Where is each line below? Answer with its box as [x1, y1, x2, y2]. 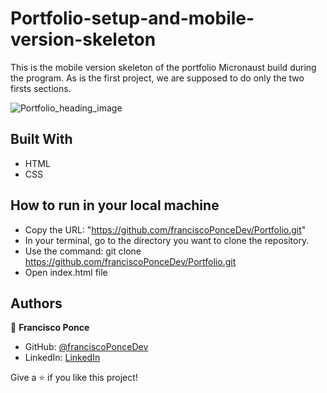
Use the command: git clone [24, 245, 142, 257]
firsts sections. [10, 82, 72, 94]
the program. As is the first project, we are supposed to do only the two [10, 72, 305, 84]
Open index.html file [24, 266, 108, 278]
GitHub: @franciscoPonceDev [24, 341, 149, 353]
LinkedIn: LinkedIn [24, 352, 101, 364]
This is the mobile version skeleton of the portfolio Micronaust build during [10, 61, 317, 73]
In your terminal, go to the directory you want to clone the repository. [24, 234, 310, 246]
